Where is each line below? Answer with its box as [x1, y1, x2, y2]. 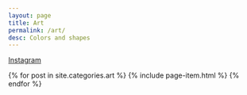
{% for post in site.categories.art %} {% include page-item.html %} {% [8, 70, 240, 80]
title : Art [8, 19, 44, 27]
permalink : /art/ [8, 26, 66, 34]
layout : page [8, 11, 52, 20]
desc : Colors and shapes [8, 33, 91, 42]
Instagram [8, 55, 41, 65]
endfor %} [8, 79, 42, 89]
